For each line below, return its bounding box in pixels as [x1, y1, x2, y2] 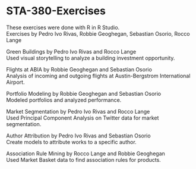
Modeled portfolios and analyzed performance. [6, 96, 122, 104]
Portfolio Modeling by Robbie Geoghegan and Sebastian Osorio [6, 90, 162, 97]
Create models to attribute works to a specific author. [6, 138, 137, 145]
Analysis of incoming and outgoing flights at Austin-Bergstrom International [6, 72, 191, 79]
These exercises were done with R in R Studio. [6, 24, 120, 31]
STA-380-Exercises [6, 4, 106, 18]
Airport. [6, 79, 25, 86]
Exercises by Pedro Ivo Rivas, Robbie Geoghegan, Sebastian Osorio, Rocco [6, 30, 190, 37]
